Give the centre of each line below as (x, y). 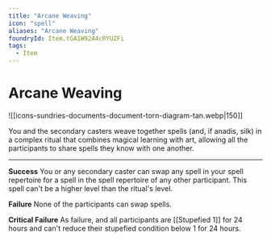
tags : (17, 46)
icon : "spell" (32, 23)
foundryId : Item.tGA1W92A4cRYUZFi (67, 38)
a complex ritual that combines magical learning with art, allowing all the (128, 139)
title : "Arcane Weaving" (50, 16)
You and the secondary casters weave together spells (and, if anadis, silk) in (135, 131)
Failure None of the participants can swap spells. (90, 204)
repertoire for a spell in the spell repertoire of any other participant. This (128, 180)
